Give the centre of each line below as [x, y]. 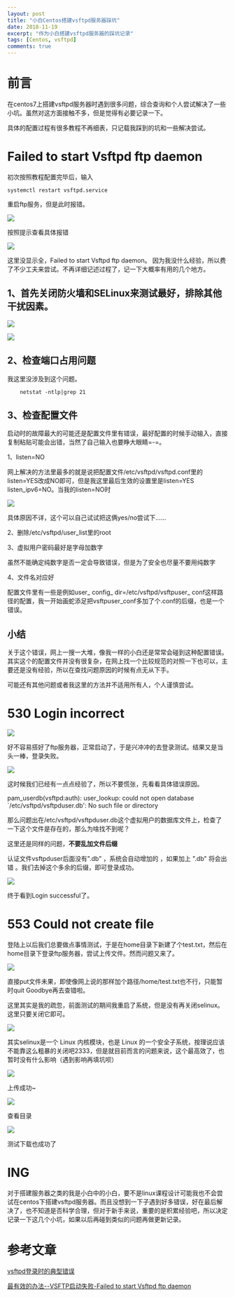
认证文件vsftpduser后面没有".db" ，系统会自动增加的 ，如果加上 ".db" [107, 859]
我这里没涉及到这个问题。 [44, 378]
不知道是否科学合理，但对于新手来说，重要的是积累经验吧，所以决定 [129, 1210]
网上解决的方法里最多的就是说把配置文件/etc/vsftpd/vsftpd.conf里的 [105, 472]
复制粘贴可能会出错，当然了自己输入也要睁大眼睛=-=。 [86, 442]
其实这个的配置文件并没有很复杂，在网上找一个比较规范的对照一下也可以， [114, 661]
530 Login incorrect [66, 714]
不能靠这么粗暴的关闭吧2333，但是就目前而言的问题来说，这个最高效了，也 [116, 1051]
